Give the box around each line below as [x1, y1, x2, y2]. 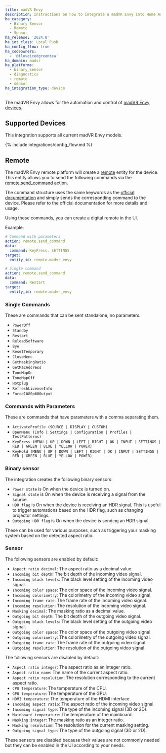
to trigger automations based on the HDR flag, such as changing [12, 507, 143, 513]
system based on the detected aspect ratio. [5, 532, 94, 539]
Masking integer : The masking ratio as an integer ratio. [12, 717, 124, 723]
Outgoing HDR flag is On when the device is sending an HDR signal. [12, 517, 150, 524]
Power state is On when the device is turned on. [12, 486, 110, 492]
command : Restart [9, 280, 45, 285]
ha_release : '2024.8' [5, 35, 50, 40]
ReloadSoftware [12, 339, 44, 343]
